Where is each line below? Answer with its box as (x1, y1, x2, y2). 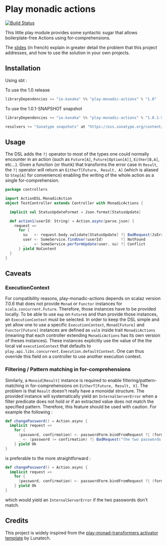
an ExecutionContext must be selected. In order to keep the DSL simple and (5, 316, 160, 322)
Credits (5, 517, 29, 525)
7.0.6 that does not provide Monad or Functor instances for (5, 301, 123, 307)
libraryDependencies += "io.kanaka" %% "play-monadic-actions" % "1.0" (5, 96, 157, 101)
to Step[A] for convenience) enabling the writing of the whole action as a (5, 172, 154, 178)
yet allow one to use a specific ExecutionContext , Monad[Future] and (5, 322, 145, 328)
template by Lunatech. (5, 535, 51, 541)
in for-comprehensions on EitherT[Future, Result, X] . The (25, 383, 148, 389)
